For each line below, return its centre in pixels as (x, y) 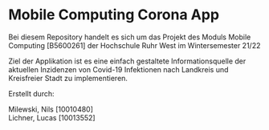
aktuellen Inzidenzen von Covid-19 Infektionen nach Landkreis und (118, 69)
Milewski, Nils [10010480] (51, 109)
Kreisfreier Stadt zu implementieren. (68, 78)
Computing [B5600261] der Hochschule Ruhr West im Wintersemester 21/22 (134, 45)
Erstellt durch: (31, 93)
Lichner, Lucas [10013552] (52, 117)
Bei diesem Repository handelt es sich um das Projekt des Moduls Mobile (130, 37)
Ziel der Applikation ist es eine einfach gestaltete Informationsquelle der (127, 61)
